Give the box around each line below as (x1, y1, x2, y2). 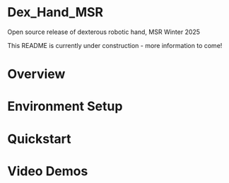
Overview (7, 66, 66, 82)
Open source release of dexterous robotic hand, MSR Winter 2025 (7, 28, 200, 36)
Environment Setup (7, 98, 123, 114)
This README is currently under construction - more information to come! (7, 41, 223, 49)
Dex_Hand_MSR (7, 4, 104, 20)
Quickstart (7, 131, 72, 147)
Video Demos (7, 163, 88, 179)
